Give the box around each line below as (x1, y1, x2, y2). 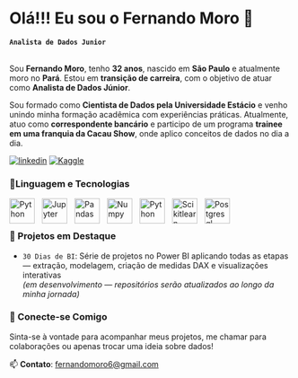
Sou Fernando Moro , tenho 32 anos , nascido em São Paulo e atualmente (9, 63, 281, 74)
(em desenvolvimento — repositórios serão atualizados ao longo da (22, 278, 275, 290)
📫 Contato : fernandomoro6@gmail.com (9, 358, 159, 369)
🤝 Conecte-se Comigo (9, 311, 108, 323)
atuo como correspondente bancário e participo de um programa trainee (9, 119, 283, 129)
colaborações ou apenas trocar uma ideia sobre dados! (9, 340, 214, 351)
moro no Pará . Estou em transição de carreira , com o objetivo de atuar (9, 72, 272, 84)
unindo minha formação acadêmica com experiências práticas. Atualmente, (9, 109, 289, 119)
